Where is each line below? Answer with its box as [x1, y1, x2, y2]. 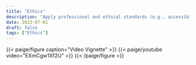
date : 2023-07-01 [6, 19, 48, 25]
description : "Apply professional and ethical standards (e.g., [6, 14, 166, 20]
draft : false [6, 24, 38, 31]
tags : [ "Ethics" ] [6, 30, 48, 36]
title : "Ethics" [6, 8, 45, 15]
